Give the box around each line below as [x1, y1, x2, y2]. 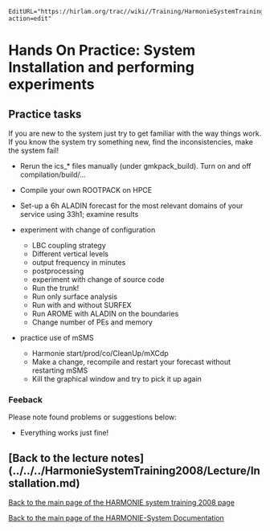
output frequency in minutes [31, 258, 126, 267]
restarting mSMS [31, 366, 88, 375]
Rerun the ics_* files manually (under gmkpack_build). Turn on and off [19, 161, 252, 170]
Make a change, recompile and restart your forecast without [31, 357, 231, 366]
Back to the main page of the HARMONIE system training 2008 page [8, 498, 235, 508]
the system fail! [8, 145, 59, 155]
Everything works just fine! [19, 428, 109, 438]
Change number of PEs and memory [31, 317, 153, 327]
